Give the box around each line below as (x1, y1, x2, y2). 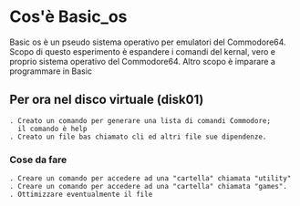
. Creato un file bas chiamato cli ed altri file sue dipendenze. (9, 132, 267, 141)
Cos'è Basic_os (9, 6, 128, 27)
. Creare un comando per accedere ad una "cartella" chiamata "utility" (9, 174, 292, 183)
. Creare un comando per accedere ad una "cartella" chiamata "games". (9, 182, 287, 191)
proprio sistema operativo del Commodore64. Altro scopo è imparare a (9, 56, 276, 67)
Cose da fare (9, 153, 67, 166)
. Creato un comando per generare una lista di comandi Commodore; (9, 116, 272, 125)
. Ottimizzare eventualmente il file (9, 190, 153, 200)
